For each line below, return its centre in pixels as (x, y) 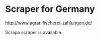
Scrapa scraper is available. (34, 32)
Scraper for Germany (50, 9)
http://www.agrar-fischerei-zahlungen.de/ (49, 23)
